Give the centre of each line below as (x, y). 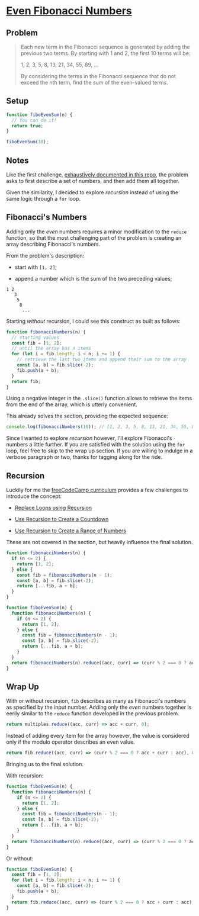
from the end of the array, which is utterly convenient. (72, 404)
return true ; (28, 126)
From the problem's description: (45, 255)
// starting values (36, 338)
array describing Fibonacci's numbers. (53, 244)
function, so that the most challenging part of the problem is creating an (94, 237)
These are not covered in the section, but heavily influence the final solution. (99, 542)
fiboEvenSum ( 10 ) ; (28, 142)
